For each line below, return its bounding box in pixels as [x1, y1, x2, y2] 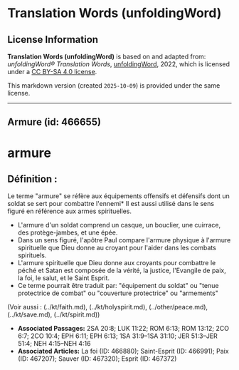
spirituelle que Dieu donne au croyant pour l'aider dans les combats [17, 244, 217, 252]
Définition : [7, 173, 58, 185]
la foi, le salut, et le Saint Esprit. [17, 274, 110, 282]
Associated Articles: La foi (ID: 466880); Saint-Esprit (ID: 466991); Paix [17, 347, 229, 356]
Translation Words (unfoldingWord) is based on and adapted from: [7, 52, 206, 61]
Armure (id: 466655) [7, 116, 102, 128]
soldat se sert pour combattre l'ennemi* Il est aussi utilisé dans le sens [7, 200, 215, 208]
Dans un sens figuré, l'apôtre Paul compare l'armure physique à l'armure [17, 236, 231, 245]
